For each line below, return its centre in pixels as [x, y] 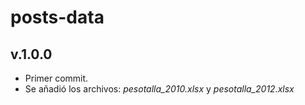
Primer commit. [56, 78]
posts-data [57, 17]
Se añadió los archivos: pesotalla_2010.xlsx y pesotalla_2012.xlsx [159, 89]
